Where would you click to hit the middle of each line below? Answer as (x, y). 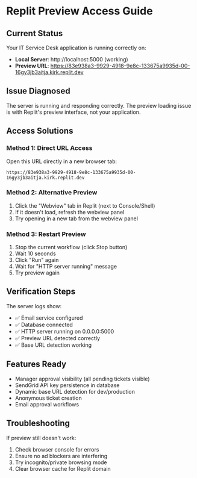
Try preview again (37, 273)
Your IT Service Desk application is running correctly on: (76, 48)
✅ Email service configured (49, 318)
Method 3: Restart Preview (46, 234)
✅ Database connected (44, 324)
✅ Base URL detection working (53, 345)
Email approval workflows (47, 404)
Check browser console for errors (57, 449)
